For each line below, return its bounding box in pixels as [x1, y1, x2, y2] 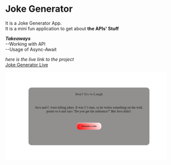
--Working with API [5, 40, 46, 47]
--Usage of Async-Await [5, 46, 57, 52]
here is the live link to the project [5, 56, 74, 62]
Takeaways [5, 35, 31, 42]
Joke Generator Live [5, 61, 49, 68]
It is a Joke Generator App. [5, 20, 62, 26]
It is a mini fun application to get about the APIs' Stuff [5, 25, 119, 31]
